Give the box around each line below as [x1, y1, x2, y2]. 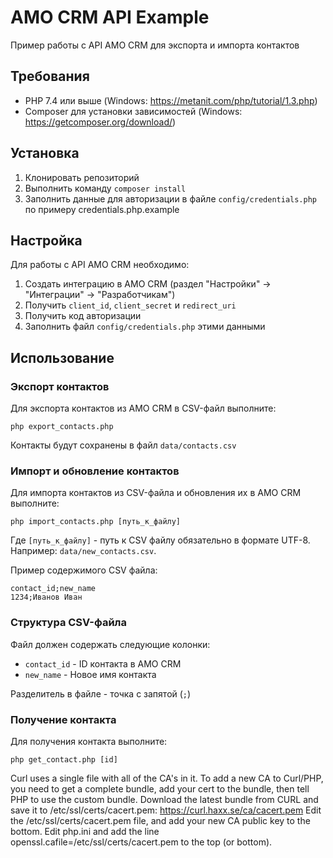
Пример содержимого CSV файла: [10, 564, 158, 576]
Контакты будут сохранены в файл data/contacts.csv [10, 439, 237, 451]
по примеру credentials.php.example [24, 203, 180, 215]
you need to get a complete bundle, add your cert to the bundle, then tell [10, 782, 310, 795]
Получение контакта [10, 712, 117, 726]
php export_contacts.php [10, 422, 114, 432]
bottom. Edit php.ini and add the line [10, 825, 160, 837]
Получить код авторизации [24, 310, 142, 322]
